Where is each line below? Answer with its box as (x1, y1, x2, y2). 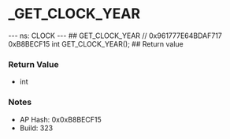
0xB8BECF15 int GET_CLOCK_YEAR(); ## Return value (8, 39, 184, 48)
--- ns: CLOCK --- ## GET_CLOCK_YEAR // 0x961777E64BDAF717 (8, 31, 223, 40)
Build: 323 (19, 123, 54, 133)
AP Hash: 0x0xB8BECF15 (19, 115, 102, 124)
